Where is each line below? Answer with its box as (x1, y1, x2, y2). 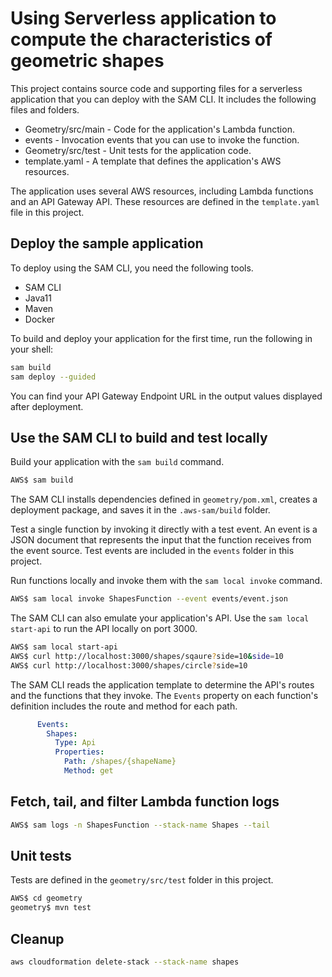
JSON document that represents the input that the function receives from (10, 534, 312, 546)
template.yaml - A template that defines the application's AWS (24, 155, 282, 167)
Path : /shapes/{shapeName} (63, 757, 177, 767)
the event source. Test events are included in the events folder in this (10, 545, 295, 557)
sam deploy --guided (10, 372, 97, 382)
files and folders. (10, 103, 80, 116)
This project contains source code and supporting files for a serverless (10, 82, 303, 94)
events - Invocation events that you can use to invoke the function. (24, 133, 300, 146)
